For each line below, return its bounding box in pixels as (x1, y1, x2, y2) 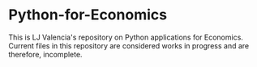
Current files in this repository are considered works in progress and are (8, 40, 250, 50)
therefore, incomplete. (8, 49, 83, 59)
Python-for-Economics (8, 6, 168, 24)
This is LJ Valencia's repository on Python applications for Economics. (8, 32, 243, 42)
